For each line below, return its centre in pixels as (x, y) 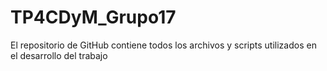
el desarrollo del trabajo (59, 55)
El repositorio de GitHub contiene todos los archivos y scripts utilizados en (163, 45)
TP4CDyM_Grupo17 (93, 17)
